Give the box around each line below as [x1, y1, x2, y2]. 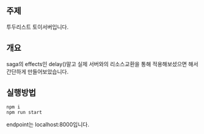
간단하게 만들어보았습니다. [6, 68, 69, 75]
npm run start [6, 110, 43, 116]
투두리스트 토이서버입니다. [6, 23, 69, 31]
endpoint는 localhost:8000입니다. [6, 121, 90, 128]
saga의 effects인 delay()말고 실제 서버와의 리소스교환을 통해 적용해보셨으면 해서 [6, 60, 199, 67]
